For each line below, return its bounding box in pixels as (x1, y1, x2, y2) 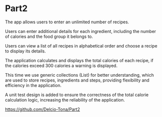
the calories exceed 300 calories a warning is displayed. (5, 63, 118, 68)
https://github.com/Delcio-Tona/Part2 (5, 106, 80, 112)
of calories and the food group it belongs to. (5, 33, 93, 39)
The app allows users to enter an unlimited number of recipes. (5, 19, 130, 25)
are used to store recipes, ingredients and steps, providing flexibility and (5, 77, 149, 83)
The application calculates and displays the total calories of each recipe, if (5, 57, 154, 63)
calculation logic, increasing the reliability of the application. (5, 97, 125, 102)
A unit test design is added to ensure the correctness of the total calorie (5, 92, 149, 98)
